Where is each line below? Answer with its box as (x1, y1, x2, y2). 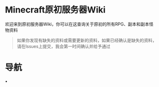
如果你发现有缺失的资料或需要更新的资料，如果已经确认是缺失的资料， (16, 37, 157, 43)
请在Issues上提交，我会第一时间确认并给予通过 (16, 43, 111, 49)
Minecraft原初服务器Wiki (5, 4, 106, 15)
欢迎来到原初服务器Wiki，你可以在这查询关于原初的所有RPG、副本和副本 (5, 21, 149, 27)
